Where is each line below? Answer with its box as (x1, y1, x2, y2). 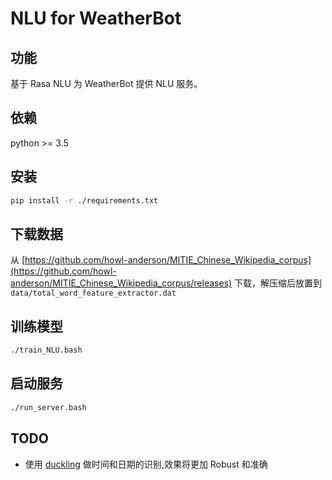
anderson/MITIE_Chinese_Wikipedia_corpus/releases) (10, 277, 233, 289)
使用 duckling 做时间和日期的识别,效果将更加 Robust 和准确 (24, 458, 268, 470)
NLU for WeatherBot (10, 7, 182, 30)
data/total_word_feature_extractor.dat (10, 288, 177, 299)
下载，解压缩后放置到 (234, 277, 323, 289)
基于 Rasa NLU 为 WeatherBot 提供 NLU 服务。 (10, 78, 203, 89)
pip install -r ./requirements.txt (10, 195, 159, 206)
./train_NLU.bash (10, 345, 83, 356)
